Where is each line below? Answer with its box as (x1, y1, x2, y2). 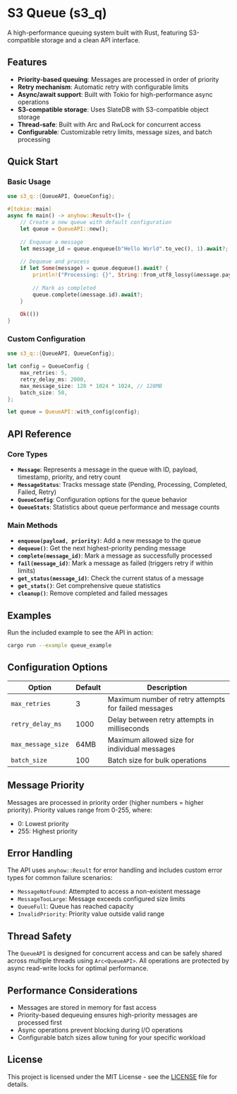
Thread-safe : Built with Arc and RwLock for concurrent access (17, 120, 201, 129)
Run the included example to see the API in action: (7, 628, 154, 637)
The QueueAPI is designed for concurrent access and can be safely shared (7, 949, 222, 958)
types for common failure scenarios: (7, 874, 113, 882)
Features (7, 57, 47, 69)
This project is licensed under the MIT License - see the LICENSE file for (7, 1072, 217, 1081)
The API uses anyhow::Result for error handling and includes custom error (7, 866, 223, 874)
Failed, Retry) (17, 488, 57, 496)
